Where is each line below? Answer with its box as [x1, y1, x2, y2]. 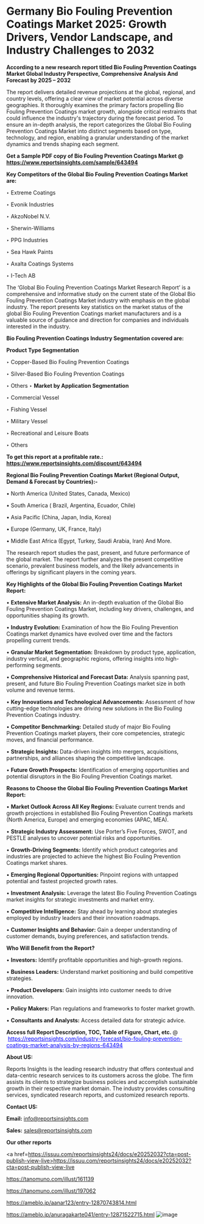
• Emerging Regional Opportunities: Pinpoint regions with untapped [6, 870, 178, 878]
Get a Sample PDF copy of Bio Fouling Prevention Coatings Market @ [6, 152, 184, 160]
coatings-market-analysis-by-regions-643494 [6, 1041, 123, 1048]
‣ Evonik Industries [6, 201, 54, 208]
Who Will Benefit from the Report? [6, 944, 95, 952]
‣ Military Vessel [6, 417, 47, 425]
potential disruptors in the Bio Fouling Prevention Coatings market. [6, 773, 173, 780]
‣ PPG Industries [6, 236, 49, 243]
